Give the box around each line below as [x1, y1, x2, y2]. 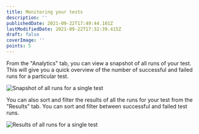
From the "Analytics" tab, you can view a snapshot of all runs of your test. [6, 59, 192, 67]
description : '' [6, 15, 48, 21]
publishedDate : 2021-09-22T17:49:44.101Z [6, 20, 114, 26]
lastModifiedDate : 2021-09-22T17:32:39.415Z [6, 26, 121, 32]
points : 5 [6, 43, 32, 49]
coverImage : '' [6, 37, 45, 43]
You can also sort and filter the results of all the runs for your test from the [6, 96, 194, 104]
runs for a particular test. [6, 72, 69, 80]
